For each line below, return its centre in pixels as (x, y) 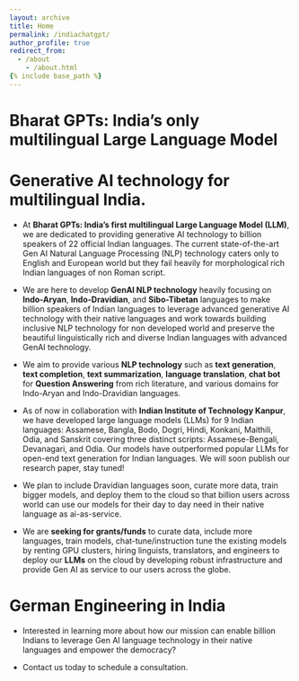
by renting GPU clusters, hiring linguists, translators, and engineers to (151, 550)
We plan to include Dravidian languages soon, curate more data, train (150, 485)
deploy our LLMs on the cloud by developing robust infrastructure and (152, 560)
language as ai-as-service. (72, 514)
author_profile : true (50, 43)
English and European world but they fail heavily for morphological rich (154, 262)
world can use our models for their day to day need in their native (143, 504)
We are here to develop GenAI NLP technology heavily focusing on (147, 289)
